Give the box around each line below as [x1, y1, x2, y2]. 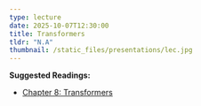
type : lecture [9, 12, 62, 22]
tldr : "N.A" [9, 37, 53, 47]
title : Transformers [9, 29, 86, 38]
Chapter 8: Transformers [21, 87, 113, 98]
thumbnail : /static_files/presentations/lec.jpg [9, 46, 193, 55]
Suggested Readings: [9, 70, 91, 80]
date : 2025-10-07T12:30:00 [9, 21, 109, 30]
